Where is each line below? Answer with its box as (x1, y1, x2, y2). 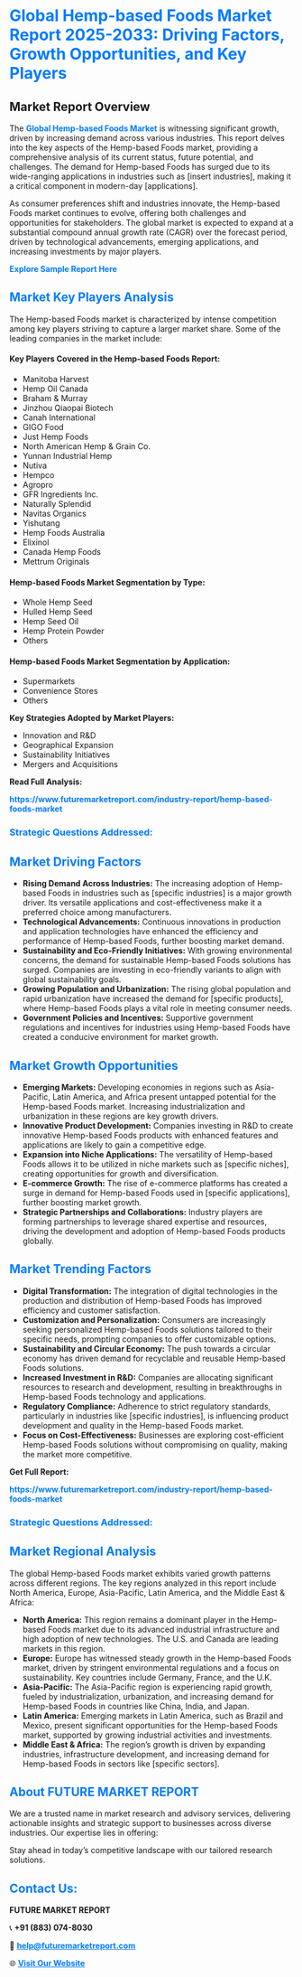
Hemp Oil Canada (22, 383, 88, 394)
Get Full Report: (9, 1466, 69, 1477)
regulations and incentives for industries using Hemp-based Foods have (22, 1022, 291, 1033)
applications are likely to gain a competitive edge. (22, 1139, 207, 1150)
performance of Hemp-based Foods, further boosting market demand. (22, 936, 285, 947)
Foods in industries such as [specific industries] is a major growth (48, 887, 292, 899)
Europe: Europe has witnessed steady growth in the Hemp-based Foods (22, 1653, 292, 1663)
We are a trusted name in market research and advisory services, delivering (9, 1808, 291, 1819)
